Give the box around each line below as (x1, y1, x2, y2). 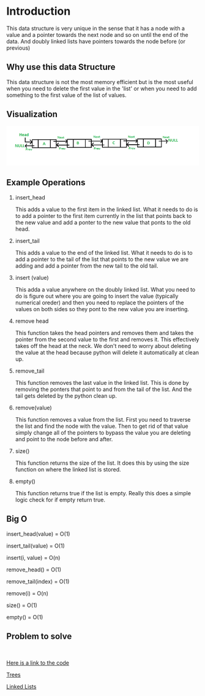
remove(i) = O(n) (6, 589, 49, 597)
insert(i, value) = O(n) (6, 554, 61, 561)
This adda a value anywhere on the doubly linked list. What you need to (15, 285, 196, 293)
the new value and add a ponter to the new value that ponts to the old (15, 218, 191, 226)
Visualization (6, 109, 58, 120)
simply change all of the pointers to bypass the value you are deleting (15, 428, 191, 436)
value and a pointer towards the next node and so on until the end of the (6, 31, 188, 38)
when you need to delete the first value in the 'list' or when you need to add (6, 85, 197, 92)
